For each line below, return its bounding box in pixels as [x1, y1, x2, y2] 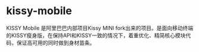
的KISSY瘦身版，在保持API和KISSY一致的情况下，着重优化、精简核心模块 [6, 31, 186, 39]
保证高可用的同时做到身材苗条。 [16, 39, 95, 46]
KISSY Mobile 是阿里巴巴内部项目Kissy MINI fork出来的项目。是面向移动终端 [6, 24, 194, 31]
